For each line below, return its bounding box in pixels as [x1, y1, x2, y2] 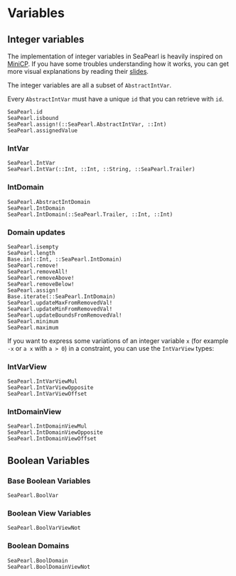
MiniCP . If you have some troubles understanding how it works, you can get [7, 60, 230, 68]
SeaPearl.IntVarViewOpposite [7, 384, 94, 391]
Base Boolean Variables [7, 476, 91, 486]
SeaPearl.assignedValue [7, 127, 78, 134]
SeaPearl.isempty [7, 243, 59, 250]
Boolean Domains [7, 541, 70, 551]
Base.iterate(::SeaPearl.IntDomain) [7, 293, 116, 300]
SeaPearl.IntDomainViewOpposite [7, 429, 103, 436]
